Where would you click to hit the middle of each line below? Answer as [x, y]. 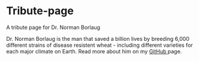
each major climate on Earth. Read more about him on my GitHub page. [94, 51]
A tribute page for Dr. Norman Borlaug [53, 27]
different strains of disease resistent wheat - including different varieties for [99, 45]
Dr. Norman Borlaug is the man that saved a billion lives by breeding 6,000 [98, 38]
